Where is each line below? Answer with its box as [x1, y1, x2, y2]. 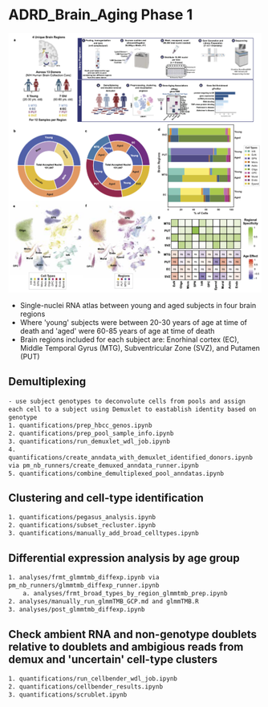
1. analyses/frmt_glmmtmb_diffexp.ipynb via [8, 574, 160, 582]
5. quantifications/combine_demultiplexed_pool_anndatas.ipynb [8, 469, 225, 477]
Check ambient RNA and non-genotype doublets [8, 628, 258, 641]
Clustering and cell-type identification [8, 491, 204, 505]
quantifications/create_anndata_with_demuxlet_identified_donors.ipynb [8, 453, 253, 461]
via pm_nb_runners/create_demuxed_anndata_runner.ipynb [8, 461, 199, 469]
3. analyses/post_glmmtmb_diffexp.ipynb [8, 606, 146, 614]
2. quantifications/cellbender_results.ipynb [8, 683, 163, 691]
